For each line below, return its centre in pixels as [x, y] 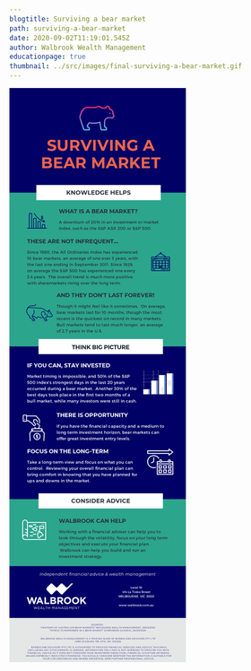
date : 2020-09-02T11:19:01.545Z [69, 38]
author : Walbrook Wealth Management [78, 48]
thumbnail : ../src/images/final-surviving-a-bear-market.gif [126, 66]
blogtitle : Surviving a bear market [78, 19]
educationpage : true [48, 57]
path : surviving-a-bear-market [68, 28]
